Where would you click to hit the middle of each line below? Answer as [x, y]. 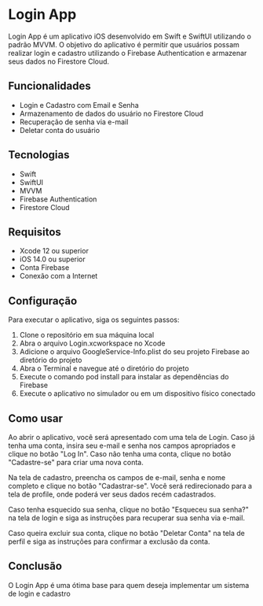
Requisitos [35, 232]
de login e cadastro [39, 593]
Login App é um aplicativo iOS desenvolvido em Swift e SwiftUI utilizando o [130, 36]
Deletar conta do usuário [60, 130]
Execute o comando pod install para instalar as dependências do [124, 377]
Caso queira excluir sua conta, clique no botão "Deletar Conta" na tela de [126, 533]
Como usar [36, 418]
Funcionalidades [50, 86]
